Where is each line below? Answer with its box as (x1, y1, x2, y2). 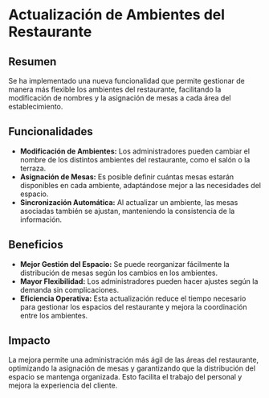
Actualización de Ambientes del (8, 6, 226, 24)
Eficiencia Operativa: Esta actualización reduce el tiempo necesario (19, 293, 247, 303)
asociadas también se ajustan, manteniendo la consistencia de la (19, 206, 235, 215)
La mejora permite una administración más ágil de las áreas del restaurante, (8, 355, 259, 365)
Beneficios (8, 238, 63, 252)
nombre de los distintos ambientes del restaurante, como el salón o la (19, 154, 251, 164)
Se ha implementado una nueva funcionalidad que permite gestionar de (8, 76, 245, 85)
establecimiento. (8, 102, 63, 111)
